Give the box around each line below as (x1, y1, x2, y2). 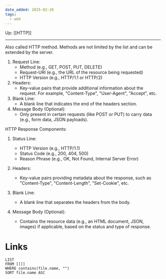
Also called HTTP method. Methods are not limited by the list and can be (5, 44, 153, 50)
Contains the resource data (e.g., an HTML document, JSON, (19, 218, 144, 225)
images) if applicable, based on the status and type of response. (19, 224, 151, 230)
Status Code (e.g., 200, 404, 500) (19, 151, 89, 157)
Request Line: (12, 59, 41, 65)
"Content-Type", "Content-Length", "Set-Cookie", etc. (19, 180, 129, 186)
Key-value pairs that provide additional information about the (19, 85, 143, 91)
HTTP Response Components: (5, 126, 67, 132)
